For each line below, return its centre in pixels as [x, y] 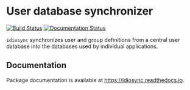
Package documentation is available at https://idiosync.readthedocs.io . [95, 80]
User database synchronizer [80, 11]
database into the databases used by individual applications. [82, 46]
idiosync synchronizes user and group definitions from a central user [93, 40]
